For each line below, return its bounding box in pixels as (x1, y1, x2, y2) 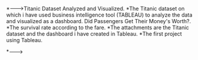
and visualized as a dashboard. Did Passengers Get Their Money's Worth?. (6, 18, 191, 24)
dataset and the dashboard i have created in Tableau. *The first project (6, 30, 182, 37)
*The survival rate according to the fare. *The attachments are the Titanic (6, 24, 190, 31)
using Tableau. (6, 37, 43, 43)
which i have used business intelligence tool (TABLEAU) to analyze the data (6, 11, 193, 18)
